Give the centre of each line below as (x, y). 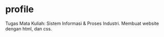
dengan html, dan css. (29, 28)
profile (20, 9)
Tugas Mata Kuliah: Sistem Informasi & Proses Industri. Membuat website (82, 23)
